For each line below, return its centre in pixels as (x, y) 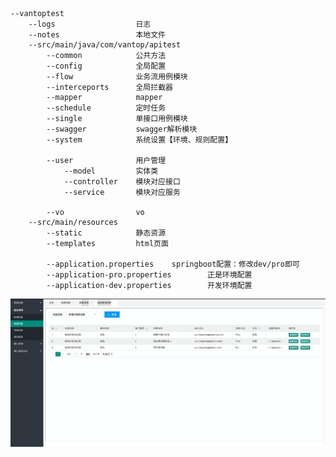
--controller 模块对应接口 (122, 182)
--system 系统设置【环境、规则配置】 (139, 140)
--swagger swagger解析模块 (122, 129)
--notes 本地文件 (97, 35)
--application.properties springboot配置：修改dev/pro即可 (173, 264)
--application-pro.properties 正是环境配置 (149, 275)
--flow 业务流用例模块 (117, 77)
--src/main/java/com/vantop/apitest (105, 45)
